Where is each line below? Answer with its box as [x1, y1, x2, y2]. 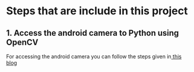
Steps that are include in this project [6, 4, 188, 18]
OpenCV [6, 37, 39, 47]
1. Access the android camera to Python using [6, 28, 179, 38]
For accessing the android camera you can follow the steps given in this [6, 53, 182, 60]
